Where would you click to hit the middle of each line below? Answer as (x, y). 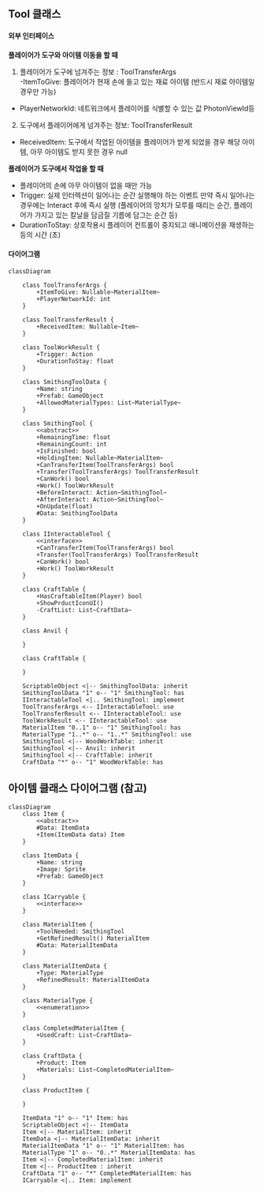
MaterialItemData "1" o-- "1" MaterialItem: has (104, 1145)
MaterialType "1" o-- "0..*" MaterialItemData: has (109, 1153)
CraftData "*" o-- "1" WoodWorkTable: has (93, 762)
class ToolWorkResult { (61, 347)
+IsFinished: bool (67, 451)
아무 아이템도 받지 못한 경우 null (79, 152)
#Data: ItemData (63, 828)
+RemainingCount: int (72, 444)
